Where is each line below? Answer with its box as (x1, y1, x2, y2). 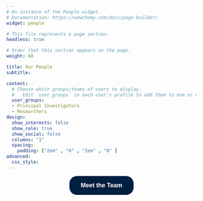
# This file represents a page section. (6, 31, 110, 37)
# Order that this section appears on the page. (6, 48, 131, 54)
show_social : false (11, 131, 61, 137)
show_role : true (11, 125, 53, 132)
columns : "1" (11, 136, 45, 142)
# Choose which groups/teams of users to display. (11, 86, 142, 92)
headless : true (6, 37, 45, 43)
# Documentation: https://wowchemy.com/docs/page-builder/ (6, 14, 158, 21)
